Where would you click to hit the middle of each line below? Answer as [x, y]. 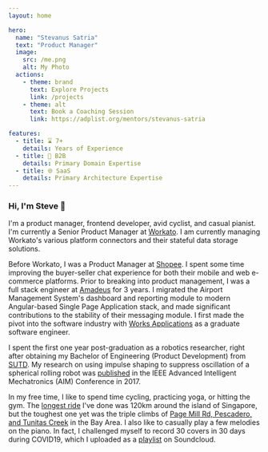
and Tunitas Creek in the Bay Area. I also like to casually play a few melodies [134, 422]
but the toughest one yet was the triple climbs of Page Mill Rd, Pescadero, [130, 414]
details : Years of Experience [73, 149]
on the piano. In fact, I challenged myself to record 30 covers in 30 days [127, 431]
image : [26, 53]
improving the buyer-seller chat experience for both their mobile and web [129, 273]
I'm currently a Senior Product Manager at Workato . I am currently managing [134, 232]
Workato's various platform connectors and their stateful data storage [123, 240]
